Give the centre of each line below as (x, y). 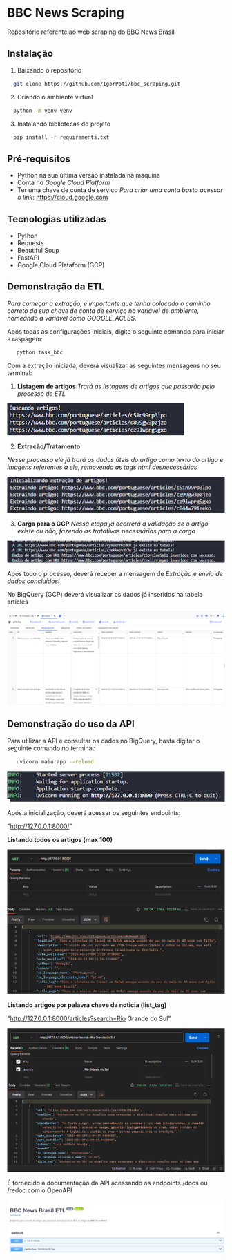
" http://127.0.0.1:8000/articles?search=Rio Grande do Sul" (89, 1018)
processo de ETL (41, 393)
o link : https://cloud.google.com (62, 198)
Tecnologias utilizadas (57, 219)
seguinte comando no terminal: (51, 748)
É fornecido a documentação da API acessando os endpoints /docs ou (107, 1183)
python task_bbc (40, 352)
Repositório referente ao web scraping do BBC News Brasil (91, 32)
